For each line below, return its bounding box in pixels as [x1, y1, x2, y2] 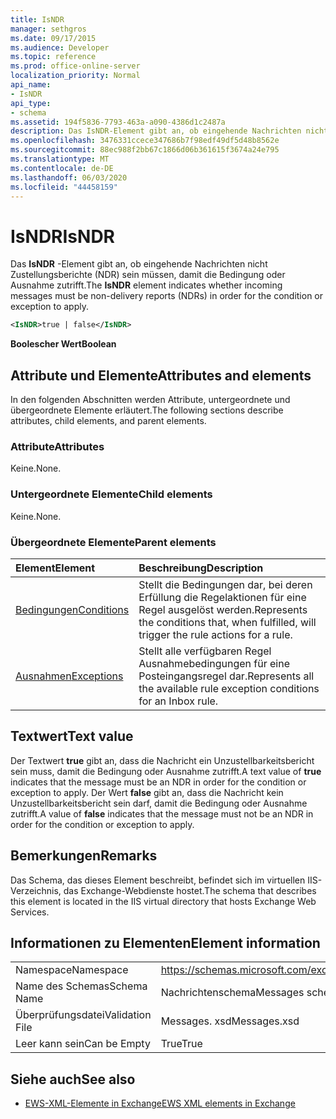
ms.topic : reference [10, 52, 97, 62]
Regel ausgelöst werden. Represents [138, 602, 308, 616]
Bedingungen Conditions [15, 602, 130, 616]
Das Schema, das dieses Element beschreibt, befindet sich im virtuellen [10, 874, 306, 886]
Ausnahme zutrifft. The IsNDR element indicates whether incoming [10, 279, 283, 291]
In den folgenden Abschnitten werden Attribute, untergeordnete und [10, 394, 291, 405]
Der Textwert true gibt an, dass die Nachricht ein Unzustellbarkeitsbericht [10, 754, 315, 766]
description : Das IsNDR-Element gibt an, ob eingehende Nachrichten [10, 126, 302, 136]
